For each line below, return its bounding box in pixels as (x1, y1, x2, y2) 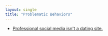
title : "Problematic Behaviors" (5, 12, 72, 17)
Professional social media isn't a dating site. (12, 25, 103, 31)
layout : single (5, 7, 37, 12)
